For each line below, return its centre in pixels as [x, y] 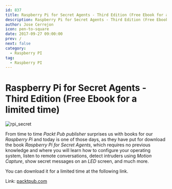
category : [16, 48]
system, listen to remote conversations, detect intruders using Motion [79, 156]
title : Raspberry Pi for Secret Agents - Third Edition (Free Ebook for [84, 15]
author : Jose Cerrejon [29, 24]
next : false [18, 44]
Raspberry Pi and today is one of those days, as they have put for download [85, 140]
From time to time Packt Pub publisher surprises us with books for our [79, 134]
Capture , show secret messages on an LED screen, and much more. [77, 161]
